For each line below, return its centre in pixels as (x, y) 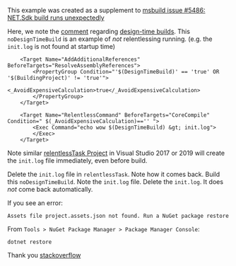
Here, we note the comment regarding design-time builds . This (99, 31)
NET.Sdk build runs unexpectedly (56, 18)
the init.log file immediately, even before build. (77, 161)
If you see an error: (35, 203)
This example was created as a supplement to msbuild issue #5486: (106, 10)
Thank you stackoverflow (44, 255)
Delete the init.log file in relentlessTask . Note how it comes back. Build (114, 174)
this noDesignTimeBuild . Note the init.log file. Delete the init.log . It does (116, 182)
